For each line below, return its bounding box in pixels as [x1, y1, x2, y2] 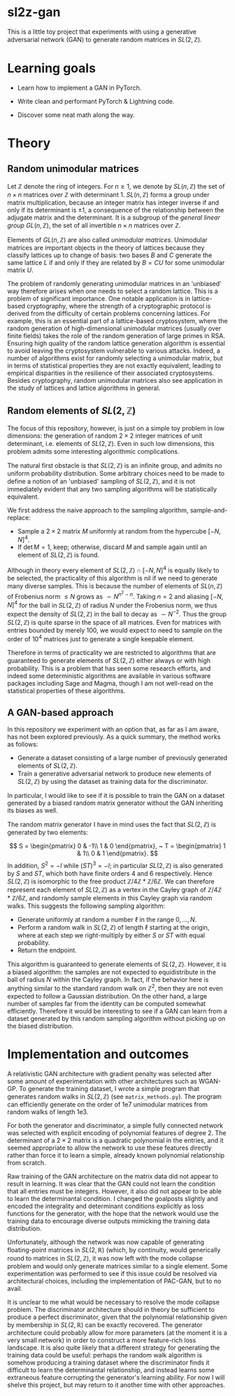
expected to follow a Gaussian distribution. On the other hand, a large [7, 991, 208, 1000]
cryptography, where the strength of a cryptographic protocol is [27, 301, 211, 310]
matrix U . [7, 266, 34, 274]
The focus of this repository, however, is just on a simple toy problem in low [7, 423, 225, 432]
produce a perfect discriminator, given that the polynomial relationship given [7, 1313, 227, 1321]
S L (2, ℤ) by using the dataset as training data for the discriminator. [17, 778, 208, 786]
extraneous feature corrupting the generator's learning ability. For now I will [7, 1373, 225, 1381]
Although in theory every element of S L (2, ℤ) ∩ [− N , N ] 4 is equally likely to [7, 565, 220, 574]
